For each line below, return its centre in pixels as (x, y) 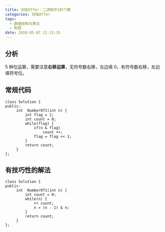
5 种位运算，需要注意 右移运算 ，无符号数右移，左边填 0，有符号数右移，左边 (83, 67)
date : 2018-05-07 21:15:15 (33, 33)
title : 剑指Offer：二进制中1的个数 (38, 10)
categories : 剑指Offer (28, 14)
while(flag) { (40, 123)
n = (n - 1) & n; (52, 208)
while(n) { (36, 199)
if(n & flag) (47, 128)
